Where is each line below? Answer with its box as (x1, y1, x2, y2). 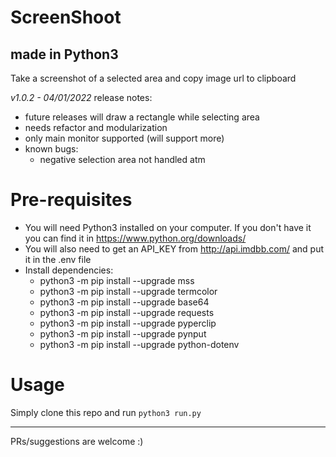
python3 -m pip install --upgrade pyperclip (39, 317, 217, 329)
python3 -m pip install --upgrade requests (39, 306, 215, 318)
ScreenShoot (10, 6, 122, 29)
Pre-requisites (10, 189, 133, 211)
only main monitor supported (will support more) (24, 132, 225, 144)
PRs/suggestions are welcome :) (10, 435, 144, 447)
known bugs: (24, 143, 79, 155)
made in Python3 (10, 46, 119, 63)
